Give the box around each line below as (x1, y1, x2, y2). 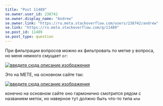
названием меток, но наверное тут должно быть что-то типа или (5, 95, 140, 101)
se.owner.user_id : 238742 (5, 12, 58, 17)
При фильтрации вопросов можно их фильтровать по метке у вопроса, (5, 47, 155, 53)
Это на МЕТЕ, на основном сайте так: (5, 71, 84, 77)
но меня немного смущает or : (5, 53, 68, 58)
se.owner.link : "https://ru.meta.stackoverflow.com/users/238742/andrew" (5, 20, 159, 26)
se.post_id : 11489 (5, 30, 43, 35)
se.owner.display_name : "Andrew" (5, 16, 73, 21)
